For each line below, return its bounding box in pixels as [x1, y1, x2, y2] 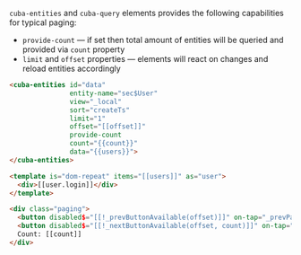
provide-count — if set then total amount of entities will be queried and [21, 35, 284, 45]
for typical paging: [9, 17, 77, 28]
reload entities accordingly [21, 63, 121, 74]
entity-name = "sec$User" [69, 89, 159, 98]
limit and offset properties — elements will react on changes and [21, 54, 269, 64]
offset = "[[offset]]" [69, 122, 146, 131]
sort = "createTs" [69, 105, 130, 115]
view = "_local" [69, 97, 123, 106]
